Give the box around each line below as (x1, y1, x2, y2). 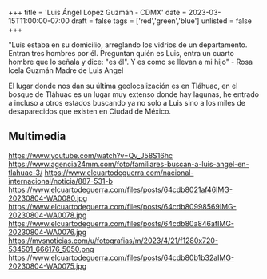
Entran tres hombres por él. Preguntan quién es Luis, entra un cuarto (8, 49, 234, 58)
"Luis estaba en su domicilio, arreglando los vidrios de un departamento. (8, 40, 248, 50)
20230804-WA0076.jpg (8, 227, 87, 237)
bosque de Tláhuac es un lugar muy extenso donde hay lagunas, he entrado (8, 90, 260, 99)
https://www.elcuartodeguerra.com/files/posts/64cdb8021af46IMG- (8, 185, 233, 194)
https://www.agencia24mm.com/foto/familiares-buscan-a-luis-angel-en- (8, 159, 249, 169)
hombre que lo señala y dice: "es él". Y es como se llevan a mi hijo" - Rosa (8, 57, 253, 66)
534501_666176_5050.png (8, 244, 94, 253)
